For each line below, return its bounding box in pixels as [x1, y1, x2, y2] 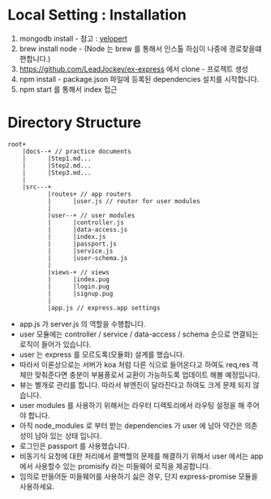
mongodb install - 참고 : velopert [19, 33, 127, 43]
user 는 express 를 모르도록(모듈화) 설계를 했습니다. [19, 349, 185, 359]
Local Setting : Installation [7, 6, 187, 24]
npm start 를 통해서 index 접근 [19, 84, 118, 94]
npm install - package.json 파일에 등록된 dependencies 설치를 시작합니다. [19, 74, 260, 84]
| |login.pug [47, 282, 110, 290]
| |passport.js [47, 240, 117, 248]
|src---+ [22, 183, 52, 191]
